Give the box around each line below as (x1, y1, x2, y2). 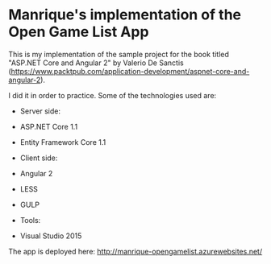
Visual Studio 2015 (19, 231, 82, 241)
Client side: (19, 153, 58, 163)
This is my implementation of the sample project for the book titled (8, 49, 230, 59)
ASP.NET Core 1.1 (19, 122, 78, 131)
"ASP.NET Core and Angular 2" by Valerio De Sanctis (8, 58, 184, 68)
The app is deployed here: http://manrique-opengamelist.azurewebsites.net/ (8, 246, 263, 256)
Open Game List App (8, 23, 149, 41)
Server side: (19, 106, 60, 116)
